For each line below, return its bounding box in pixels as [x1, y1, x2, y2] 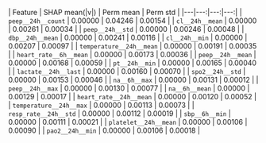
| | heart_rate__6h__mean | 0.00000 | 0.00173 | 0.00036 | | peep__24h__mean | [8, 50, 256, 59]
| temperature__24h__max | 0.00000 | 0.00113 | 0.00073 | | [8, 100, 195, 110]
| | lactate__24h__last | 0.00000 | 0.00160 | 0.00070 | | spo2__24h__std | [8, 67, 246, 75]
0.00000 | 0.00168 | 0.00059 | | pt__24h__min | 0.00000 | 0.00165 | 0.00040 [8, 58, 256, 68]
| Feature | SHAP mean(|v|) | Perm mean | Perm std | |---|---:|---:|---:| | [8, 8, 242, 17]
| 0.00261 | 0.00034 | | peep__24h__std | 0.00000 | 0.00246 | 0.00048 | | [8, 25, 245, 33]
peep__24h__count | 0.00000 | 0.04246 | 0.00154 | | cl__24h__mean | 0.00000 [8, 16, 257, 25]
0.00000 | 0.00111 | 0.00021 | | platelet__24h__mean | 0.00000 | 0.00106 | [8, 118, 248, 126]
